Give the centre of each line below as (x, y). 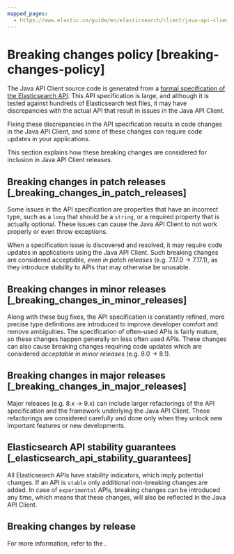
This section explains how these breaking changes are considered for (107, 152)
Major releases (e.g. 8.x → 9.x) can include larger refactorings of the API (111, 403)
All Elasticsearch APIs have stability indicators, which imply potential (105, 475)
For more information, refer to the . (57, 543)
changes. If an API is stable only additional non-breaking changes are (108, 482)
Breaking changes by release (72, 527)
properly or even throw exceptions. (57, 232)
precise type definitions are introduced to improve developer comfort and (112, 324)
